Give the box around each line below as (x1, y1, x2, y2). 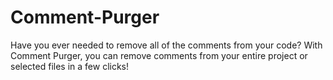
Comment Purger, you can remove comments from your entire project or (10, 49, 308, 61)
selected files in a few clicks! (10, 60, 130, 72)
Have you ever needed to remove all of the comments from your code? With (10, 39, 323, 51)
